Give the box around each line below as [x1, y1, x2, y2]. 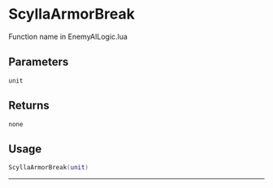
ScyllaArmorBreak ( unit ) [8, 164, 89, 172]
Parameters [8, 55, 69, 69]
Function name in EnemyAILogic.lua [8, 32, 128, 41]
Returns [8, 99, 50, 113]
